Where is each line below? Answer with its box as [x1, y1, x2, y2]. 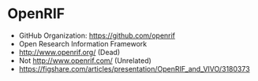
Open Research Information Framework [18, 39, 148, 48]
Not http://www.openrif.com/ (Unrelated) [18, 56, 151, 65]
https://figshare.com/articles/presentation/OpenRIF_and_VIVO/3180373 [18, 64, 250, 73]
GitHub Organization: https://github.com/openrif [18, 31, 175, 40]
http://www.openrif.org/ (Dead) [18, 47, 120, 57]
